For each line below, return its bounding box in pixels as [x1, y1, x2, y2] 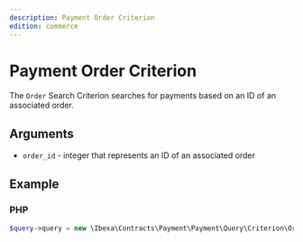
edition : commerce [9, 22, 78, 31]
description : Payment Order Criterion [9, 13, 155, 23]
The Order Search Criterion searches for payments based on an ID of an [9, 90, 277, 101]
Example [9, 176, 60, 191]
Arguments [9, 126, 75, 141]
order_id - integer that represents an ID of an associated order [22, 150, 255, 161]
